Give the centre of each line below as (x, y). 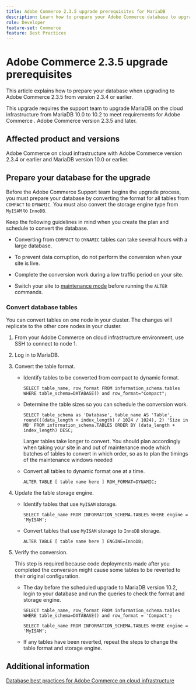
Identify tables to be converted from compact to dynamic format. (101, 377)
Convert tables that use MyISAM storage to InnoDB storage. (92, 530)
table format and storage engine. (63, 648)
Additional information (48, 666)
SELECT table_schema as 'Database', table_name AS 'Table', (98, 415)
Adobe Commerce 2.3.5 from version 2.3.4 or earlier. (69, 97)
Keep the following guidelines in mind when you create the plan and (87, 222)
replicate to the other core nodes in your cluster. (64, 326)
